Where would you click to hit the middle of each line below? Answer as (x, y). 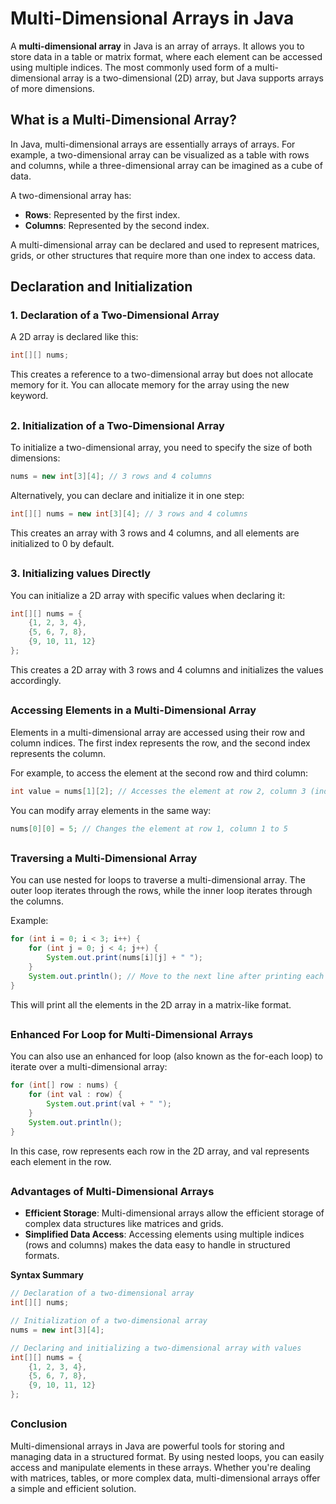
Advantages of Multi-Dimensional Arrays (112, 1191)
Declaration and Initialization (101, 287)
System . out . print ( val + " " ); (109, 1104)
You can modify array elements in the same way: (111, 810)
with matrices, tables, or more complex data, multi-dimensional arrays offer (165, 1478)
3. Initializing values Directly (81, 574)
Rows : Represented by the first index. (102, 214)
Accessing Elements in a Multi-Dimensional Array (133, 710)
